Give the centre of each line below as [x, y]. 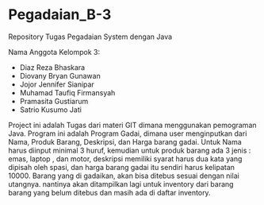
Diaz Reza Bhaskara [52, 67]
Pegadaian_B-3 [60, 15]
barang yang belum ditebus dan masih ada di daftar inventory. [110, 192]
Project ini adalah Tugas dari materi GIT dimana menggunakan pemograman [132, 125]
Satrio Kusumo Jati [50, 110]
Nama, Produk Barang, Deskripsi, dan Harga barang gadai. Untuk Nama [125, 141]
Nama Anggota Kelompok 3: [54, 52]
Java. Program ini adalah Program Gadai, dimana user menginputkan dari [128, 133]
